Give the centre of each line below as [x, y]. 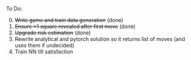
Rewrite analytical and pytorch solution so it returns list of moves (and [100, 39]
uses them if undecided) [44, 45]
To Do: [14, 9]
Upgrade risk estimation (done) [53, 33]
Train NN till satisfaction [44, 52]
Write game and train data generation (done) [69, 20]
